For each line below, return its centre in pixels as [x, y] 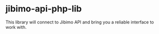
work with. [16, 27]
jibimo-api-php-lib [44, 9]
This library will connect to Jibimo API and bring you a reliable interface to [80, 22]
